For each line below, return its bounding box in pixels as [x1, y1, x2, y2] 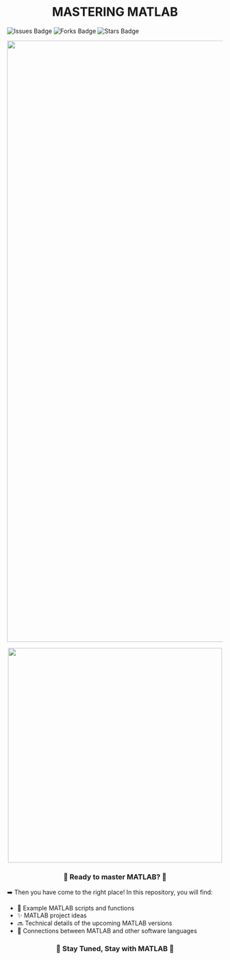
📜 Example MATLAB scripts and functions [16, 904, 135, 913]
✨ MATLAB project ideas [16, 911, 87, 919]
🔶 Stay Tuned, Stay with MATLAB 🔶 [55, 944, 175, 954]
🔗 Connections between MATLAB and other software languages [16, 927, 197, 935]
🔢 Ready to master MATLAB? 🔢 [63, 872, 167, 882]
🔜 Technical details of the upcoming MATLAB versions [16, 919, 172, 928]
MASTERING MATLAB [51, 4, 179, 20]
